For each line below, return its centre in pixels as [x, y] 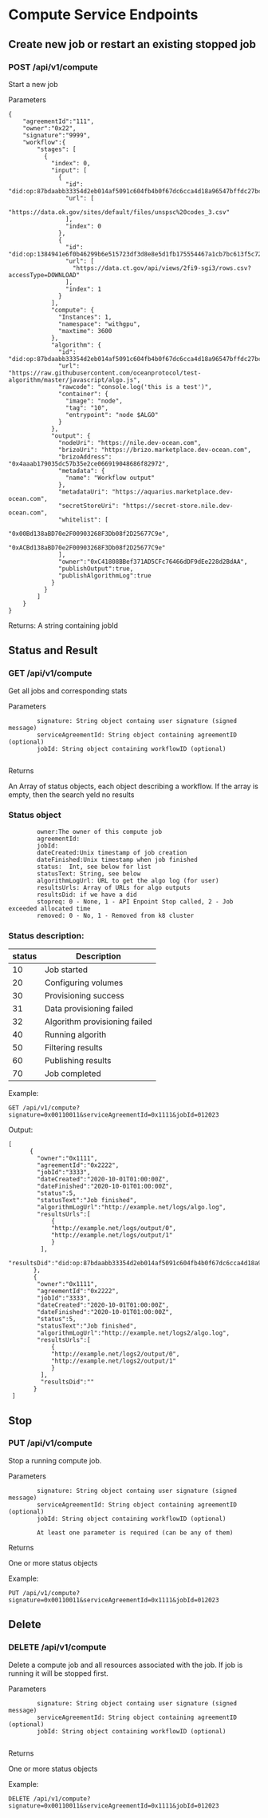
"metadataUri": [84, 492]
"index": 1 [83, 289]
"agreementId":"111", [58, 121]
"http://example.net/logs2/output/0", [115, 1354]
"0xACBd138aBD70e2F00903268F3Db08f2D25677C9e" [87, 548]
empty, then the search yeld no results [71, 794]
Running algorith [75, 1034]
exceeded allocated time [49, 908]
